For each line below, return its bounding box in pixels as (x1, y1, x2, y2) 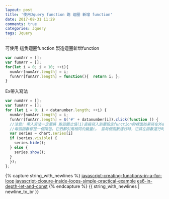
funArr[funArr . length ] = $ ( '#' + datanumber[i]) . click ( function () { (10, 117, 158, 122)
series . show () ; (14, 149, 46, 155)
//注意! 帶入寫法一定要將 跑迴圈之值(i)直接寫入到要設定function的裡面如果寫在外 (10, 122, 162, 127)
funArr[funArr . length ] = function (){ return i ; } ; (10, 74, 121, 79)
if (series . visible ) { (10, 136, 57, 141)
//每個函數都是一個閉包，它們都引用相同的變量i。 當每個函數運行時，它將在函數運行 (10, 126, 161, 131)
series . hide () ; (14, 140, 46, 146)
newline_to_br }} (5, 189, 39, 195)
